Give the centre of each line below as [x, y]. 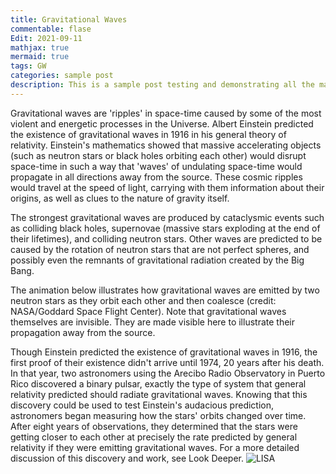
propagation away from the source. [83, 332]
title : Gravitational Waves [69, 19]
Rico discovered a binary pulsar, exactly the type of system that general [158, 383]
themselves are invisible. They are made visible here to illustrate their [153, 322]
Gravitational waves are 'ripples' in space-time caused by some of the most [166, 113]
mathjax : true [40, 47]
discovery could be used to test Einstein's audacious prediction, [142, 405]
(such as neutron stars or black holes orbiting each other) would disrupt [158, 155]
